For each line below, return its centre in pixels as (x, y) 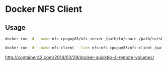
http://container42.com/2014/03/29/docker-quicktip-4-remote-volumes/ (80, 57)
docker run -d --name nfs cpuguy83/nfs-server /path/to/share (71, 39)
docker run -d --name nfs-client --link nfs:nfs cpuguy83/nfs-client (79, 48)
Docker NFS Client (44, 9)
